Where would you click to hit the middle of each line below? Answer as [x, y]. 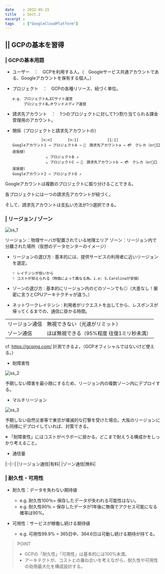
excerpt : [15, 19]
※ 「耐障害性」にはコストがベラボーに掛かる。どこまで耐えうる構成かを [78, 437]
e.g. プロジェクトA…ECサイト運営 [42, 99]
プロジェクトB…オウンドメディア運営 [55, 104]
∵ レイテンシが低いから [33, 273]
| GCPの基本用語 [25, 60]
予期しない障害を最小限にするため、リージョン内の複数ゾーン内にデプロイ [81, 383]
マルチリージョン [30, 400]
